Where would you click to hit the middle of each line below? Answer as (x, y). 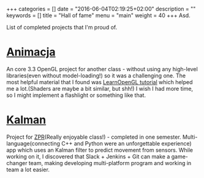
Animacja (31, 52)
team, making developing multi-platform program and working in (110, 163)
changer (17, 163)
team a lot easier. (28, 169)
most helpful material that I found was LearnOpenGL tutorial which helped (100, 82)
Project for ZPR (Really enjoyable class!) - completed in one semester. (94, 137)
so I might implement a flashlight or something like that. (76, 95)
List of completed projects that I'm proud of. (62, 27)
